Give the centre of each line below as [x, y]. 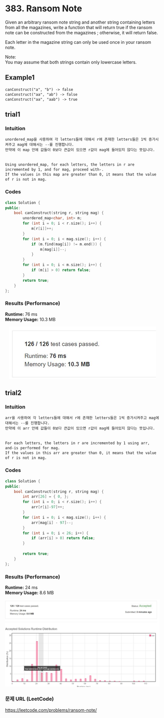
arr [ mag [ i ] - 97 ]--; [52, 523]
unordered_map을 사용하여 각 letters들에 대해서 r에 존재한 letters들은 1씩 [76, 140]
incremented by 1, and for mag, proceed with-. [55, 170]
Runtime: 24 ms [22, 587]
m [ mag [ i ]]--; [53, 249]
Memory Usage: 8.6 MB [29, 593]
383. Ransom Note [44, 9]
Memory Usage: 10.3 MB [30, 319]
